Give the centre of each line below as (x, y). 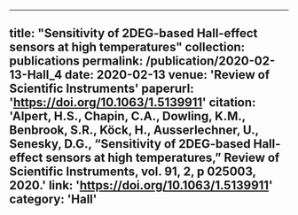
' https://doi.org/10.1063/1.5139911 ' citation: (133, 103)
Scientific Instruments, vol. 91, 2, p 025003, (133, 172)
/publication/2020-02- (211, 61)
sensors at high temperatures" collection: (127, 47)
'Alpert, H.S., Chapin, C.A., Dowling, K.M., (127, 116)
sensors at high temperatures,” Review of (163, 158)
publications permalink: (76, 61)
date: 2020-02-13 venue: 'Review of (168, 75)
